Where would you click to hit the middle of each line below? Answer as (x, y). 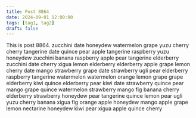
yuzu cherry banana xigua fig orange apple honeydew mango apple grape (97, 103)
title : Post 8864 (28, 12)
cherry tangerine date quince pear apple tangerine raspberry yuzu (88, 52)
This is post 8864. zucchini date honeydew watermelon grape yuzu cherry (98, 45)
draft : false (22, 28)
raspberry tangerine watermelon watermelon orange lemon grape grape (95, 77)
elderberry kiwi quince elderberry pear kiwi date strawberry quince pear (95, 83)
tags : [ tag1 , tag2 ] (30, 23)
